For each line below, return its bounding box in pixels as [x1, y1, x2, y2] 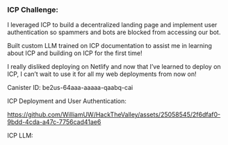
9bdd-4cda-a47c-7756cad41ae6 [7, 118, 101, 126]
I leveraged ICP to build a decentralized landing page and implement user [7, 21, 218, 29]
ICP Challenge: [7, 5, 59, 15]
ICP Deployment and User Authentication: [7, 97, 127, 105]
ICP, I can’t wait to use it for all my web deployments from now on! [7, 70, 197, 78]
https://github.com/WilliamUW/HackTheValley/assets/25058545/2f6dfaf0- [7, 110, 221, 119]
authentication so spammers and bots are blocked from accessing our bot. [7, 28, 221, 36]
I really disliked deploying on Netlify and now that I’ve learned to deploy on [7, 63, 221, 71]
